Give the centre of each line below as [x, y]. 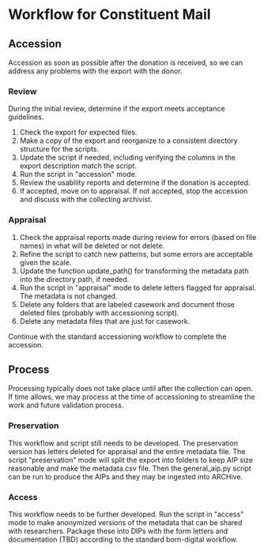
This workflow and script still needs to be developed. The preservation [123, 443]
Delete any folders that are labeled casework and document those [127, 304]
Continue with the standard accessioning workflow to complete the [117, 336]
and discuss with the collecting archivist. [86, 200]
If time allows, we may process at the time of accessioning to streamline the [132, 397]
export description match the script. [78, 166]
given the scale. [45, 262]
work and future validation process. [66, 405]
